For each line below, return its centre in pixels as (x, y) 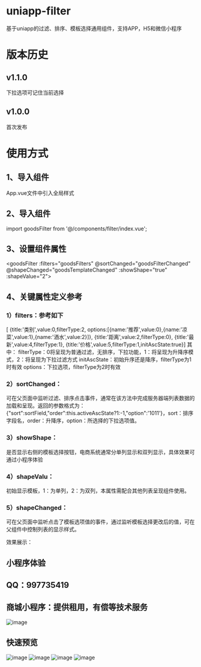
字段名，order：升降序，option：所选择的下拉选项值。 (73, 420)
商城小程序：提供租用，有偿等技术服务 (77, 607)
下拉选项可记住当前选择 (35, 92)
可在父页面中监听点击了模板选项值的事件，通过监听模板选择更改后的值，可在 (100, 522)
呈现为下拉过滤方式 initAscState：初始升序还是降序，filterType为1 (111, 360)
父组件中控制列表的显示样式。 (43, 530)
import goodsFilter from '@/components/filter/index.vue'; (77, 229)
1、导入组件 (28, 177)
